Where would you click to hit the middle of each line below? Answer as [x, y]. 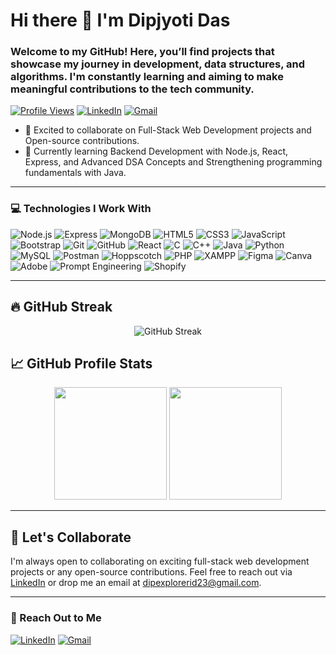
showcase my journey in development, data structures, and [158, 64]
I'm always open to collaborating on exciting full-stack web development [160, 561]
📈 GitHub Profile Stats [81, 363]
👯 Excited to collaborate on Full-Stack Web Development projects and [168, 130]
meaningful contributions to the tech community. [132, 89]
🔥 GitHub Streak [61, 307]
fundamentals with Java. [75, 173]
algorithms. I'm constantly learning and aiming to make [147, 77]
